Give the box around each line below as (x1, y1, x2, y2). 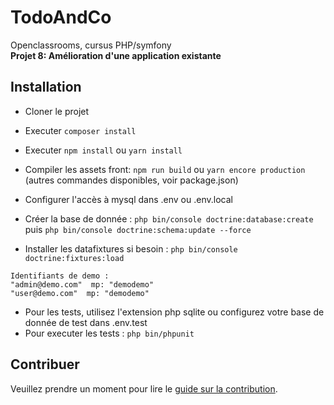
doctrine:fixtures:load (24, 253, 125, 263)
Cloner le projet (24, 105, 90, 117)
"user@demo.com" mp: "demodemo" (10, 288, 150, 298)
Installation (10, 79, 82, 96)
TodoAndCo (10, 6, 112, 29)
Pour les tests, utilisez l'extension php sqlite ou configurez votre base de (24, 306, 325, 318)
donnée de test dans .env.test (24, 316, 148, 328)
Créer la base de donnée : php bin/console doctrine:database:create (24, 212, 314, 225)
